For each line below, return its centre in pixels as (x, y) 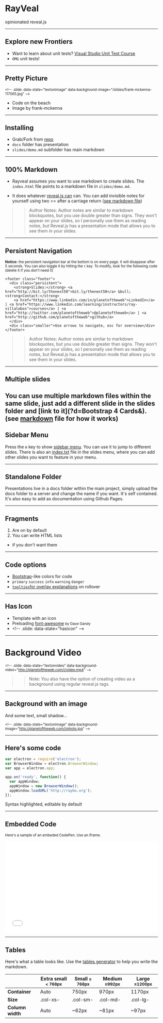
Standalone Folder (33, 477)
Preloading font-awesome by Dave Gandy (51, 623)
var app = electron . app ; (30, 768)
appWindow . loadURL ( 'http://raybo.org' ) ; (51, 791)
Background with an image (46, 704)
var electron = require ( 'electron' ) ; (43, 759)
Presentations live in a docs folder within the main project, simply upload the (81, 489)
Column (17, 1007)
